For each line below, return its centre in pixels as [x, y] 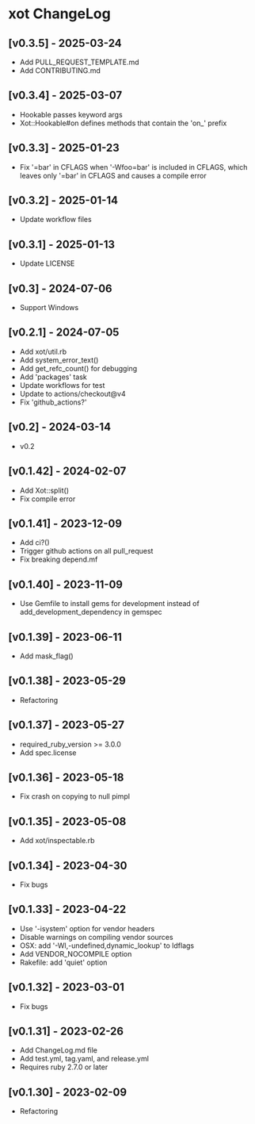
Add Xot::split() [44, 490]
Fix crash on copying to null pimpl [75, 796]
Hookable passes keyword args [71, 114]
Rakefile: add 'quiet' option [63, 962]
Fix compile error [48, 499]
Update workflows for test [62, 385]
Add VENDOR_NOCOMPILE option [76, 953]
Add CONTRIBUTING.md [60, 71]
